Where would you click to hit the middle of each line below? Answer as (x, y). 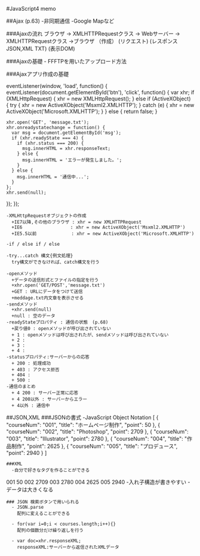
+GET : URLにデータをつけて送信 (47, 292)
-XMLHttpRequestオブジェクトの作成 (46, 216)
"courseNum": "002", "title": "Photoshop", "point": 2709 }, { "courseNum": (98, 432)
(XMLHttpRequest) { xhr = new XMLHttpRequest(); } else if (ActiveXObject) (99, 99)
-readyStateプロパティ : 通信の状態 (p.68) (57, 322)
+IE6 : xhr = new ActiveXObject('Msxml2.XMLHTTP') (99, 227)
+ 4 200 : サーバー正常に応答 (45, 393)
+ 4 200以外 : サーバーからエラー (50, 399)
